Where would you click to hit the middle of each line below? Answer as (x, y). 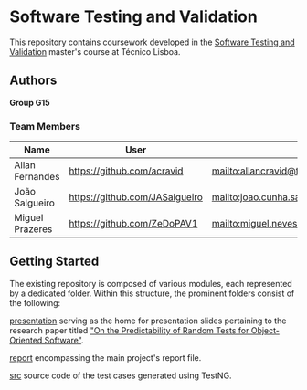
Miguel (29, 218)
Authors (33, 81)
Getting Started (54, 262)
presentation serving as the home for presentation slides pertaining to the (148, 321)
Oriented (26, 340)
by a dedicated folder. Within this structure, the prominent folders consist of (152, 293)
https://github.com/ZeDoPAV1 (133, 224)
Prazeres (33, 229)
